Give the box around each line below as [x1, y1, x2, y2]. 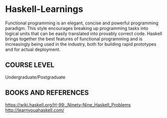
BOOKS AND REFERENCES [5, 89, 89, 97]
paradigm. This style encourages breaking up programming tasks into [5, 25, 149, 31]
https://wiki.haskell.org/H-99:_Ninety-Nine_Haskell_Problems [5, 102, 131, 108]
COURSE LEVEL [5, 61, 55, 69]
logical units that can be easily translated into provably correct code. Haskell [5, 30, 163, 36]
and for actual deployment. [5, 46, 61, 52]
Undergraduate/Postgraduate [5, 74, 66, 80]
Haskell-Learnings [5, 3, 83, 15]
